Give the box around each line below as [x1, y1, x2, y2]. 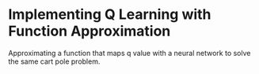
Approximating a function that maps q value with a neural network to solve [8, 48, 251, 57]
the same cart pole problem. [8, 57, 101, 66]
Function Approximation [8, 22, 171, 40]
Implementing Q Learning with [8, 6, 211, 24]
